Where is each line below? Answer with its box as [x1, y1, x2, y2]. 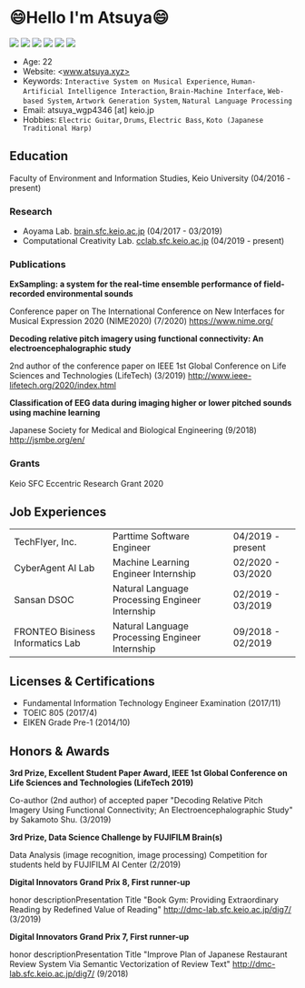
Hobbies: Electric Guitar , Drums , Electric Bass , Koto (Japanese [22, 114, 264, 125]
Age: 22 [22, 55, 53, 66]
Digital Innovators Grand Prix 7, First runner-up [9, 932, 189, 943]
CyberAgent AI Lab [14, 562, 95, 575]
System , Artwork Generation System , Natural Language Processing [46, 95, 292, 106]
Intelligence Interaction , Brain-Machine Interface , [67, 85, 266, 96]
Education [9, 148, 69, 164]
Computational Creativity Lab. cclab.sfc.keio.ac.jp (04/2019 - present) [22, 236, 285, 247]
